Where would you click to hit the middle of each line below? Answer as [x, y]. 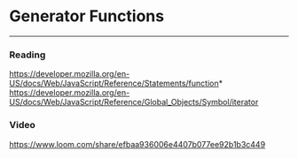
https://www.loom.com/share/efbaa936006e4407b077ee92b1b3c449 [137, 144]
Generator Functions [87, 16]
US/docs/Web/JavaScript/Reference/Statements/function [114, 83]
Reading [27, 55]
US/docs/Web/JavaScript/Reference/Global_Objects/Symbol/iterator [134, 102]
